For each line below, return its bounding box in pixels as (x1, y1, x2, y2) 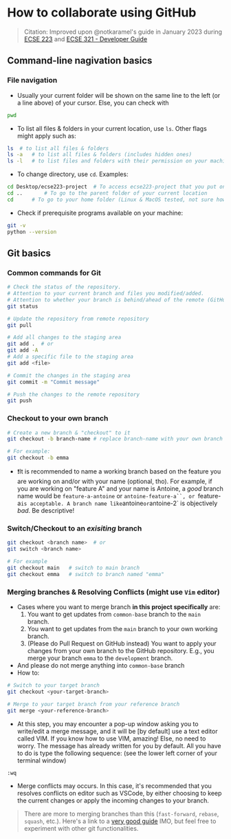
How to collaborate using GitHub (7, 5, 197, 21)
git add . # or (7, 341, 54, 348)
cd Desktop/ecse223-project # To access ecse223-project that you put (7, 184, 217, 191)
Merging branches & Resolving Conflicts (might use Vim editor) (7, 587, 220, 597)
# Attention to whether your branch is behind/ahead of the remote (7, 296, 205, 304)
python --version (7, 229, 57, 235)
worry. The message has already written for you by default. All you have (16, 741, 221, 750)
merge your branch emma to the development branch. (27, 654, 173, 662)
